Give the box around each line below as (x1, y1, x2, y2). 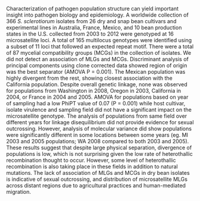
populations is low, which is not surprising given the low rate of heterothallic (6, 150, 193, 157)
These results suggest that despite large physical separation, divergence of (6, 144, 192, 151)
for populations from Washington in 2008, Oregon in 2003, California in (6, 87, 181, 94)
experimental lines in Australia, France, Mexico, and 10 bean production (6, 24, 182, 31)
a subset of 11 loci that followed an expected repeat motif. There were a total (6, 43, 194, 50)
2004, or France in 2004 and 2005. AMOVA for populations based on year (6, 93, 189, 100)
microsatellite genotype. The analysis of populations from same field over (6, 112, 187, 120)
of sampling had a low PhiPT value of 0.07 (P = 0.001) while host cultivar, (6, 100, 186, 106)
